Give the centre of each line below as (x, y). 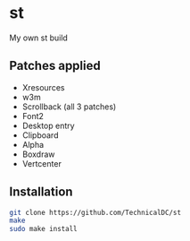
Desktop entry (48, 125)
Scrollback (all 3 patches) (69, 107)
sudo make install (43, 229)
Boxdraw (38, 154)
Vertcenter (42, 163)
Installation (41, 192)
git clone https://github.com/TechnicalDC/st (95, 212)
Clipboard (40, 135)
